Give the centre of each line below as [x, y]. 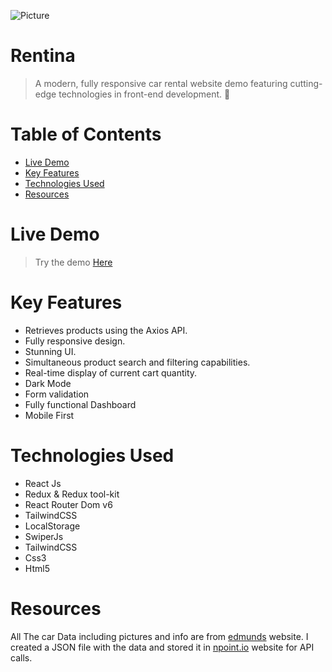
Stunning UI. [50, 351]
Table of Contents [86, 134]
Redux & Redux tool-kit [72, 494]
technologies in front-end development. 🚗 [144, 94]
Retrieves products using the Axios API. [106, 330]
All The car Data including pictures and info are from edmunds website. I [159, 636]
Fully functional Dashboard [80, 404]
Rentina [43, 56]
